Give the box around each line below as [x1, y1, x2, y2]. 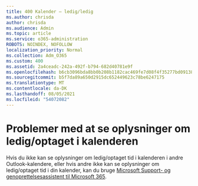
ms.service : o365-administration [6, 36, 88, 42]
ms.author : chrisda [6, 14, 54, 20]
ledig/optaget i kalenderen [6, 134, 138, 148]
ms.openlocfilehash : [6, 69, 57, 75]
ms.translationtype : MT [6, 80, 65, 86]
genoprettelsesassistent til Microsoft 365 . [6, 172, 107, 180]
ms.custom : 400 [6, 58, 44, 64]
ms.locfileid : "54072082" [6, 96, 70, 102]
